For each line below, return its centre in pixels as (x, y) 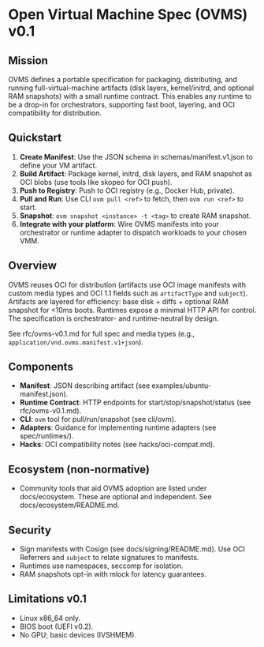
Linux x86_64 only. (50, 618)
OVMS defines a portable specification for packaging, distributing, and (123, 79)
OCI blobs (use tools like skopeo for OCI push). (96, 182)
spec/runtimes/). (46, 436)
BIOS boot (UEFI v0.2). (56, 626)
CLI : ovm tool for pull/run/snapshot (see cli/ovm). (98, 419)
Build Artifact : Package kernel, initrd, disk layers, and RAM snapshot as (136, 173)
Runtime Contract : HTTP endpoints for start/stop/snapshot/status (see (135, 402)
